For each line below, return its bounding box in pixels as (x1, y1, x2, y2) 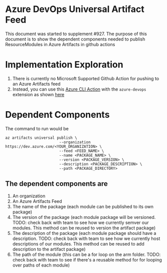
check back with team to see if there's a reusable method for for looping (12, 256, 162, 262)
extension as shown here (12, 91, 65, 97)
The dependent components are (5, 179, 108, 188)
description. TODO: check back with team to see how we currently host (12, 235, 160, 241)
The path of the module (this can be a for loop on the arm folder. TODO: (12, 251, 161, 257)
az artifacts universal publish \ (5, 135, 78, 140)
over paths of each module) (12, 262, 70, 268)
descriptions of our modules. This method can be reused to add (12, 240, 144, 246)
